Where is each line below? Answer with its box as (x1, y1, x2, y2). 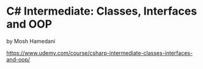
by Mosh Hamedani (6, 37, 56, 45)
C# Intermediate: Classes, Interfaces (6, 4, 197, 18)
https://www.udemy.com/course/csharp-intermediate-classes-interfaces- (6, 49, 193, 56)
